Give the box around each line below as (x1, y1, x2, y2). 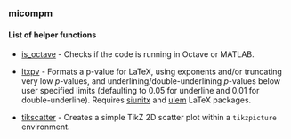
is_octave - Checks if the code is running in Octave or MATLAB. (20, 49, 255, 60)
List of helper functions (8, 29, 97, 40)
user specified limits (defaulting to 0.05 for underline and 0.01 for (20, 86, 260, 96)
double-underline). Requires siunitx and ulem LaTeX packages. (20, 94, 252, 105)
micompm (8, 7, 53, 20)
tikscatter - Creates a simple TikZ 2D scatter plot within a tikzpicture (20, 112, 277, 123)
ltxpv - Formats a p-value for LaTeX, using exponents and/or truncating (20, 66, 282, 78)
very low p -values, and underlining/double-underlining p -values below (20, 76, 281, 86)
